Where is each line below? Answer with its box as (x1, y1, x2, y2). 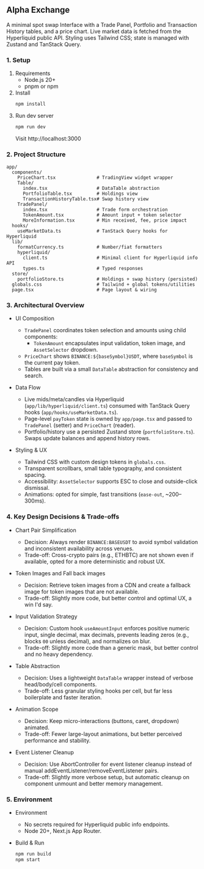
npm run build (15, 851, 51, 857)
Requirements (15, 70, 51, 77)
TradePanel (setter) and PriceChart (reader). (24, 421, 136, 429)
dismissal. (24, 484, 50, 492)
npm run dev (15, 123, 46, 130)
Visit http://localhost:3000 (15, 134, 81, 142)
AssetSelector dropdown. (33, 346, 98, 354)
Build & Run (15, 839, 45, 846)
